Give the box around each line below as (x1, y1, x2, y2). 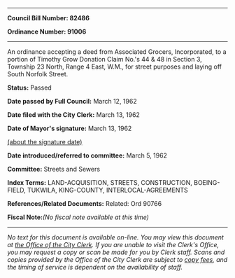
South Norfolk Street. (7, 70, 69, 78)
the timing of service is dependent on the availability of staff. (7, 263, 183, 271)
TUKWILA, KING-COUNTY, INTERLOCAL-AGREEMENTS (27, 186, 188, 194)
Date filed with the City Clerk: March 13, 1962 (7, 111, 140, 119)
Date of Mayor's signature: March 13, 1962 (7, 124, 132, 132)
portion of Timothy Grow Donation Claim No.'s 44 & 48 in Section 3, (7, 55, 203, 63)
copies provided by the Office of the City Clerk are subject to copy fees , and (7, 256, 228, 263)
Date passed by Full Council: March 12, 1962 (7, 97, 138, 105)
